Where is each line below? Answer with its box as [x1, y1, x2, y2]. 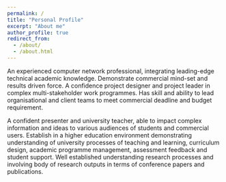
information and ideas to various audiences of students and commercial [7, 124, 210, 132]
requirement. [7, 103, 43, 112]
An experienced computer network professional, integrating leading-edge [7, 66, 215, 75]
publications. [7, 167, 44, 175]
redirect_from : [7, 36, 51, 42]
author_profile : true [7, 29, 69, 36]
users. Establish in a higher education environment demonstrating [7, 131, 193, 139]
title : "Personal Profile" [7, 16, 84, 23]
